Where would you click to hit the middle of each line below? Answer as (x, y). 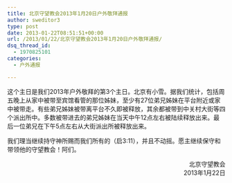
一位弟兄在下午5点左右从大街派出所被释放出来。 (82, 126)
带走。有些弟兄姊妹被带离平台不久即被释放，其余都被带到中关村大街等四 (122, 108)
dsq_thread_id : (29, 46)
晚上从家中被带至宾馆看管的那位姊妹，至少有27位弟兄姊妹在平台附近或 (114, 100)
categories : (24, 59)
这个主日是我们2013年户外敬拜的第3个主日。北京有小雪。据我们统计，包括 (113, 91)
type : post (23, 26)
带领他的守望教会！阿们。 (44, 149)
